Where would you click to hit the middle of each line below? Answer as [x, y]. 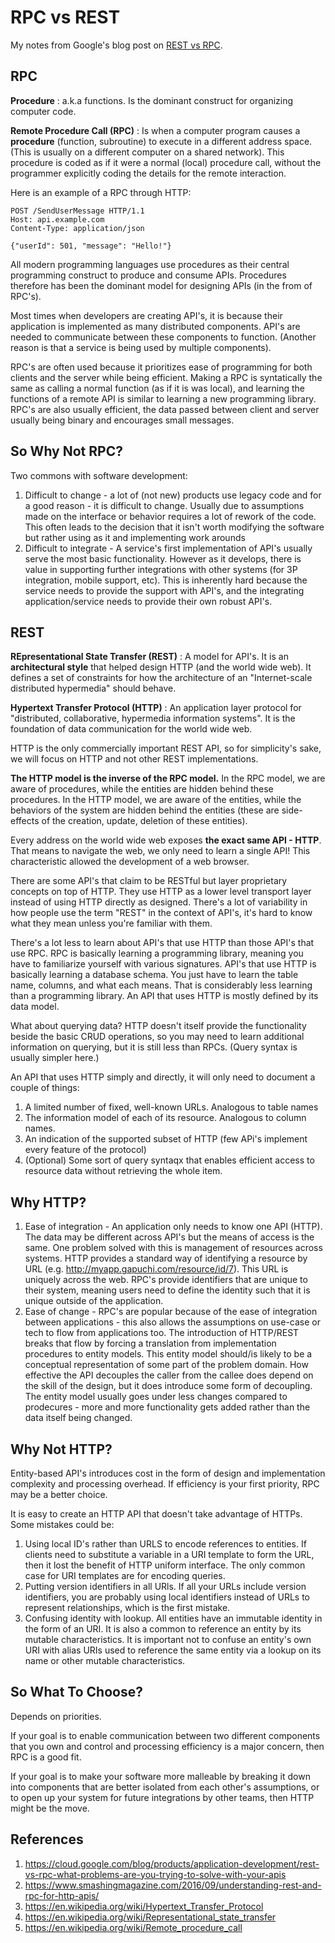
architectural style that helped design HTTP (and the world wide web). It [161, 667]
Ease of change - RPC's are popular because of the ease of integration [171, 1312]
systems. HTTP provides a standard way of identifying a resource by [166, 1258]
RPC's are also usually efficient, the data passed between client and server [165, 409]
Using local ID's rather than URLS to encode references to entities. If [165, 1544]
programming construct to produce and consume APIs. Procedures [148, 275]
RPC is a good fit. [46, 1757]
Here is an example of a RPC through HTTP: [101, 192]
